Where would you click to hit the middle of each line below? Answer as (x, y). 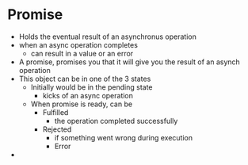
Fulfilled (55, 112)
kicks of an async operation (88, 95)
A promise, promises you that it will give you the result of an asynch (130, 62)
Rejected (57, 129)
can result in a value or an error (82, 53)
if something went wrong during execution (124, 137)
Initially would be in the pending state (92, 87)
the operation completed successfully (116, 121)
